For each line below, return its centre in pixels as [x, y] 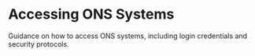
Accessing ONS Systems [91, 14]
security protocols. [39, 44]
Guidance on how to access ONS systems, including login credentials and [128, 36]
